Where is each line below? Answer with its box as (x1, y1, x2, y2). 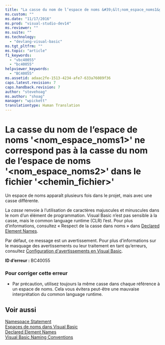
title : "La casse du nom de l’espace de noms (5, 7, 100, 12)
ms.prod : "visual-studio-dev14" (5, 21, 71, 26)
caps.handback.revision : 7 (5, 84, 60, 90)
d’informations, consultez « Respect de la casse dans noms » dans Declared (5, 223, 160, 229)
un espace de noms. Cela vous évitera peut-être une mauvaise (12, 286, 139, 292)
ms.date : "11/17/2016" (5, 16, 52, 21)
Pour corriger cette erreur (5, 269, 68, 276)
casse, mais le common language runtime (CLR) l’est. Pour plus (5, 217, 133, 223)
